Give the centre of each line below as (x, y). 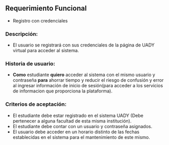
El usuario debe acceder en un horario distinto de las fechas (76, 132)
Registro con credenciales (40, 20)
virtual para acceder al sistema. (46, 51)
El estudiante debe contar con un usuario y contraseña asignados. (82, 126)
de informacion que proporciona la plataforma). (63, 91)
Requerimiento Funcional (46, 8)
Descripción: (22, 34)
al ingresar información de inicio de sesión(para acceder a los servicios (88, 86)
